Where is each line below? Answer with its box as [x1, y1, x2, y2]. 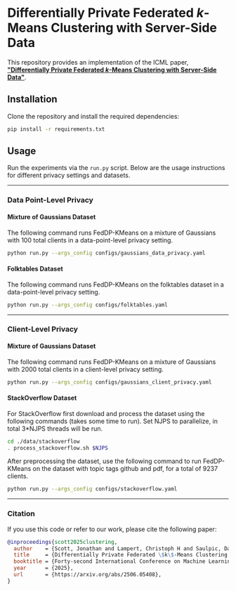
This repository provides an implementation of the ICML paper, [7, 58, 189, 66]
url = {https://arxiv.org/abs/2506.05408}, [13, 571, 162, 578]
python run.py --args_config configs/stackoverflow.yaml [7, 486, 178, 493]
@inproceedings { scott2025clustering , [7, 538, 118, 545]
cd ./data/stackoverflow [7, 438, 80, 445]
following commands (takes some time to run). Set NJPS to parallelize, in [7, 417, 218, 425]
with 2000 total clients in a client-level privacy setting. [7, 365, 164, 373]
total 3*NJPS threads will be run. [7, 424, 103, 433]
